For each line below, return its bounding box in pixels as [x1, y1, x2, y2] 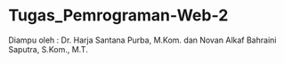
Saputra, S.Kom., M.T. [8, 43, 88, 54]
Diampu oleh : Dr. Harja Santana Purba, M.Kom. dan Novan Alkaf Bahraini [8, 35, 277, 45]
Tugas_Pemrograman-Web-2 [8, 5, 229, 26]
